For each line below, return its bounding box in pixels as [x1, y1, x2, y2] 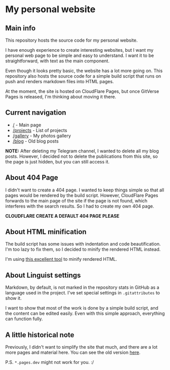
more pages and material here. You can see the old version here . [5, 349, 141, 356]
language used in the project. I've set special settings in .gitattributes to [5, 290, 160, 296]
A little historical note [5, 330, 75, 339]
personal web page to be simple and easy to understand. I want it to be [5, 52, 154, 58]
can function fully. [5, 316, 43, 322]
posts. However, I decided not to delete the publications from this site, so [5, 153, 158, 159]
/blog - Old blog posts [12, 138, 59, 144]
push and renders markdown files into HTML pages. [5, 79, 114, 84]
